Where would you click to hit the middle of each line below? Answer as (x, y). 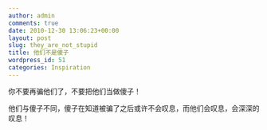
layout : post (30, 38)
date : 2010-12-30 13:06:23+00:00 (64, 30)
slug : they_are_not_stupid (53, 45)
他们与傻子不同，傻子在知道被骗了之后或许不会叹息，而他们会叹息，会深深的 (134, 108)
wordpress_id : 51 (37, 61)
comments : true (33, 23)
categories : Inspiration (49, 68)
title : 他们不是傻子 (39, 53)
